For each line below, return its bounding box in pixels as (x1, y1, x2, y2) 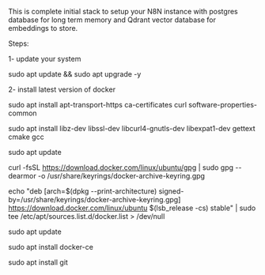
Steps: (8, 39, 29, 48)
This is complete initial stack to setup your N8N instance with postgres (8, 7, 239, 16)
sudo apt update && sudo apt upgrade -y (8, 70, 142, 78)
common (8, 108, 37, 118)
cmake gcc (8, 132, 45, 141)
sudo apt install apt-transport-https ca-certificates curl (8, 100, 187, 109)
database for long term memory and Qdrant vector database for (8, 15, 216, 24)
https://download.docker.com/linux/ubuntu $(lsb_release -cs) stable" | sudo (8, 203, 256, 213)
